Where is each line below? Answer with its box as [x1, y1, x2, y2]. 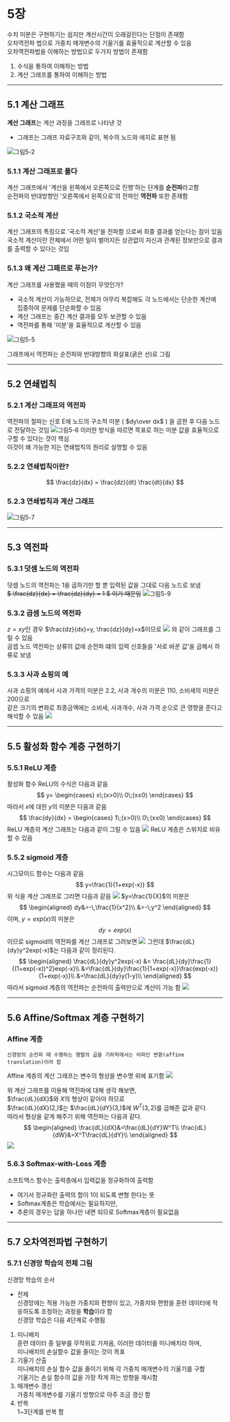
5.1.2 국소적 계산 [7, 210, 59, 220]
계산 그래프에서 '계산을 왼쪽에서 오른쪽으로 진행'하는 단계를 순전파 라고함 [7, 183, 200, 192]
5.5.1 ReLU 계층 [7, 762, 57, 772]
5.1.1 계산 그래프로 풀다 [7, 166, 77, 176]
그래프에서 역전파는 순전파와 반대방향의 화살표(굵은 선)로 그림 [7, 350, 171, 358]
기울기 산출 [16, 1355, 47, 1364]
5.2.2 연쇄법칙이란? [7, 462, 70, 472]
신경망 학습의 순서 [7, 1275, 55, 1284]
